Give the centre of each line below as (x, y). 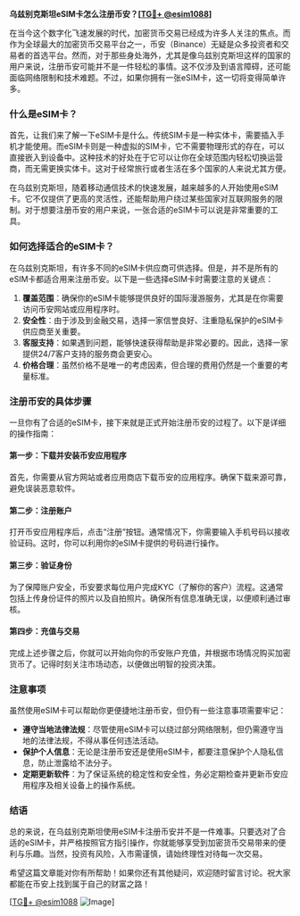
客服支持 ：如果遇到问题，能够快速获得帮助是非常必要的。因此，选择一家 (155, 342)
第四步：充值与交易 (45, 631)
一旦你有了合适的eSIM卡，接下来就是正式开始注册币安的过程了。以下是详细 (148, 422)
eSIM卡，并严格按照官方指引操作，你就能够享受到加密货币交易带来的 (151, 843)
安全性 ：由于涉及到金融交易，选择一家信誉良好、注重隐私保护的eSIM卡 (153, 320)
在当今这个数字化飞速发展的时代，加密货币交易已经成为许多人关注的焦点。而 (150, 33)
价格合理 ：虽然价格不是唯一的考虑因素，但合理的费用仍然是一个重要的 (151, 364)
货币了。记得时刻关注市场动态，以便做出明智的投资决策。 (115, 663)
